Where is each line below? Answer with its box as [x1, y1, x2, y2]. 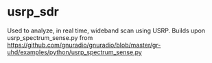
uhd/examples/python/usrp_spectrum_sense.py [7, 48, 142, 56]
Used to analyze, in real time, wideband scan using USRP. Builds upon [7, 26, 206, 35]
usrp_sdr [7, 4, 60, 20]
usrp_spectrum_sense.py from [7, 33, 93, 41]
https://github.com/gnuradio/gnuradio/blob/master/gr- [7, 41, 161, 49]
